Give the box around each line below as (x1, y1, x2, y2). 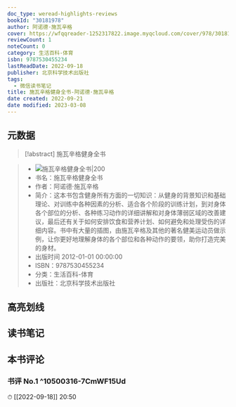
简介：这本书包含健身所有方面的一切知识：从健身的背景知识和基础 (34, 190, 226, 199)
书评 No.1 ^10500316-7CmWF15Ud (7, 376, 126, 386)
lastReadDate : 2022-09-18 (7, 63, 83, 70)
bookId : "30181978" (7, 17, 65, 24)
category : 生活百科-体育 (7, 50, 74, 57)
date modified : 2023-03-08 (7, 102, 86, 109)
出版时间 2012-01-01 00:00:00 (34, 252, 123, 261)
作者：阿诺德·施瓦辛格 (34, 182, 99, 190)
